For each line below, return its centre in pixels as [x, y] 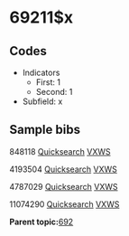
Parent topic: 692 [41, 222]
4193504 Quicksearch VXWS [63, 169]
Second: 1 [54, 92]
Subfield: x [42, 101]
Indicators [41, 72]
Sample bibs [45, 130]
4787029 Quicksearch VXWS [64, 186]
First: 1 [48, 82]
